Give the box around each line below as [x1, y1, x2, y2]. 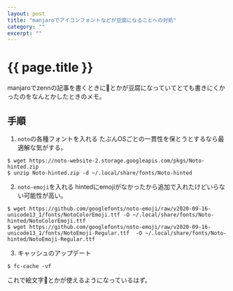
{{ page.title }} [7, 60, 94, 75]
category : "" [7, 23, 45, 30]
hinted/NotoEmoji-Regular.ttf [7, 236, 96, 243]
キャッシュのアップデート [17, 249, 92, 257]
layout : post [7, 10, 45, 17]
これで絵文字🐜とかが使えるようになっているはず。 [7, 276, 152, 284]
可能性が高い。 [23, 191, 67, 200]
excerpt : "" [7, 29, 42, 37]
